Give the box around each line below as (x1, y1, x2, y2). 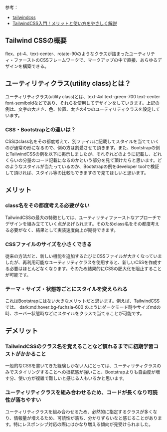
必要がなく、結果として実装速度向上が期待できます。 (9, 227, 119, 233)
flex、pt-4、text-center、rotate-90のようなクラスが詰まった (5, 51, 130, 57)
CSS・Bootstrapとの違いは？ (5, 126, 76, 133)
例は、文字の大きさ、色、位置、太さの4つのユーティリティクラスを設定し (5, 106, 156, 112)
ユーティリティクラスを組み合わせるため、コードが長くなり (5, 389, 148, 396)
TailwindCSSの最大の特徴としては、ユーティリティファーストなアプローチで (5, 214, 161, 221)
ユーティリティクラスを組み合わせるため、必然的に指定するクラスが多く (5, 409, 153, 415)
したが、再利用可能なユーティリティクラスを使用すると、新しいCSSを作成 (5, 259, 158, 265)
